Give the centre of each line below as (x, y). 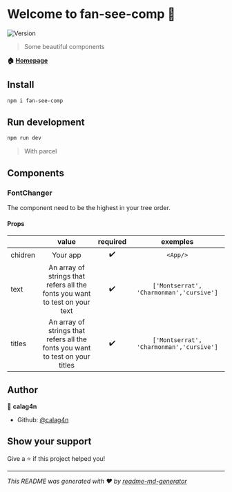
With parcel (40, 151)
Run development (46, 123)
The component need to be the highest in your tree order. (89, 208)
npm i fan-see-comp (35, 101)
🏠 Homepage (28, 60)
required (112, 242)
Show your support (49, 442)
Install (21, 85)
